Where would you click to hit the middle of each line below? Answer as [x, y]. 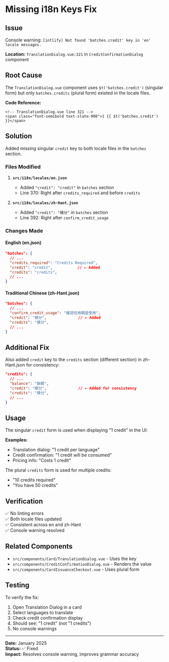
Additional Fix [27, 347]
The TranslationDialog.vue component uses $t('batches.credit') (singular [84, 87]
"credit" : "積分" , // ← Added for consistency [73, 388]
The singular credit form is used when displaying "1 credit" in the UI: [76, 430]
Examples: [16, 440]
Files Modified [23, 166]
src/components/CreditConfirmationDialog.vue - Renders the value [82, 564]
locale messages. [23, 45]
